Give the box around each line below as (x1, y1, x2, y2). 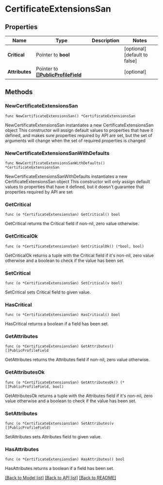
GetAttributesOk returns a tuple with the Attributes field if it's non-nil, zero (5, 393, 153, 398)
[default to (124, 52, 148, 58)
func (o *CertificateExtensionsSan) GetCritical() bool (5, 212, 120, 217)
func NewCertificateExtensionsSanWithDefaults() (5, 160, 105, 166)
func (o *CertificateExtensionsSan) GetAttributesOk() (5, 380, 118, 385)
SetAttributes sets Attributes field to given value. (5, 434, 102, 440)
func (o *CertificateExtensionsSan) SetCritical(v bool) (5, 280, 123, 285)
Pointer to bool (36, 52, 70, 58)
